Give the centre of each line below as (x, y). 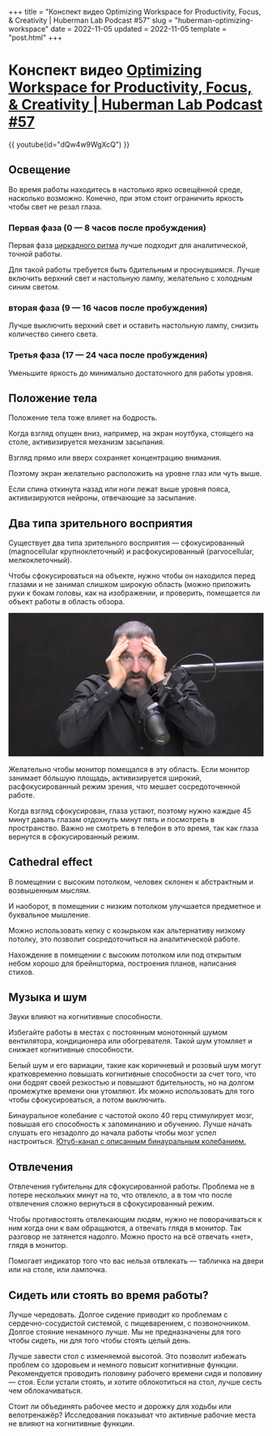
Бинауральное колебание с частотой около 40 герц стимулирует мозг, (131, 1116)
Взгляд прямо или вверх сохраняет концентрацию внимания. (115, 458)
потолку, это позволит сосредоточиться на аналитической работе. (124, 939)
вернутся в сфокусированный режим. (74, 836)
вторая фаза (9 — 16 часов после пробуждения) (108, 307)
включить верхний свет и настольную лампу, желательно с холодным (130, 278)
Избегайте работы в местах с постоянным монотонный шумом (118, 1032)
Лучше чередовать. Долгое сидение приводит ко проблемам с (118, 1315)
